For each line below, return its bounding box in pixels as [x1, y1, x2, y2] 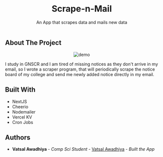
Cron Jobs [12, 119, 34, 125]
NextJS [12, 98, 27, 104]
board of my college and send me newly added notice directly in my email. [5, 71, 155, 77]
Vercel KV [12, 114, 33, 120]
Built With [5, 86, 36, 94]
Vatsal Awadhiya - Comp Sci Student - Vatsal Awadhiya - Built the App [12, 146, 155, 152]
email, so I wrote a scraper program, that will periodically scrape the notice [5, 66, 155, 72]
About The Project [5, 39, 62, 47]
